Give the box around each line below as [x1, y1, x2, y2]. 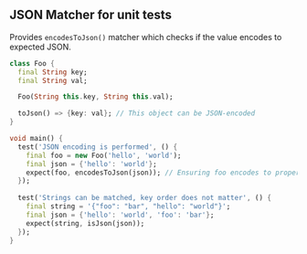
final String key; [17, 68, 89, 77]
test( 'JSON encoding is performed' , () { [17, 142, 178, 152]
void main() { [9, 134, 64, 143]
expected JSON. [9, 41, 71, 52]
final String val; [17, 76, 89, 85]
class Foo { [9, 58, 55, 68]
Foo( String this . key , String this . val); [17, 92, 174, 101]
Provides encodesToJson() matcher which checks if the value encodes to [9, 31, 282, 42]
